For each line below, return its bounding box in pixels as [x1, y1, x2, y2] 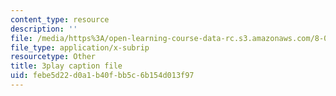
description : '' [10, 24, 78, 34]
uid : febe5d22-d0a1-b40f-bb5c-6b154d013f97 [10, 71, 195, 81]
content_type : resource [10, 14, 110, 25]
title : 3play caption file [10, 61, 123, 71]
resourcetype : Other [10, 52, 97, 62]
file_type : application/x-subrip [10, 42, 150, 53]
